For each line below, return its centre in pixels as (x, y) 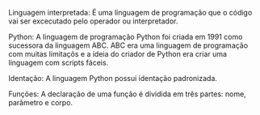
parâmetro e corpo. (41, 102)
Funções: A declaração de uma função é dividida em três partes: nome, (127, 94)
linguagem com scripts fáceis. (59, 62)
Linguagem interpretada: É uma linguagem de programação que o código (130, 13)
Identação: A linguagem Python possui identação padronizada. (113, 78)
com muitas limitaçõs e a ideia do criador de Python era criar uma (118, 54)
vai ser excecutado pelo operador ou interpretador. (93, 21)
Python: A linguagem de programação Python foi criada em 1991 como (126, 37)
